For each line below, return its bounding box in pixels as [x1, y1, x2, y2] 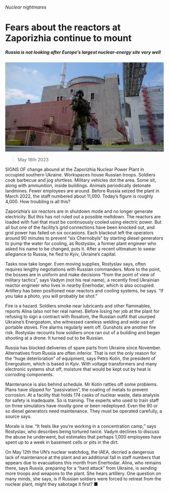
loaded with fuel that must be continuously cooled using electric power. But [5, 219, 162, 225]
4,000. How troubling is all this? [5, 199, 70, 205]
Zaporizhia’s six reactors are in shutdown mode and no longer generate [5, 208, 153, 214]
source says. [5, 413, 32, 419]
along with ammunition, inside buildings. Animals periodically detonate [5, 182, 151, 189]
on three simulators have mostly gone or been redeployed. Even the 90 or [5, 403, 158, 409]
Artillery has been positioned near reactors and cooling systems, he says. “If [5, 288, 163, 294]
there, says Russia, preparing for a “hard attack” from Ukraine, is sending [5, 465, 157, 471]
